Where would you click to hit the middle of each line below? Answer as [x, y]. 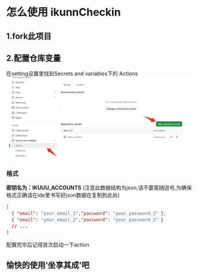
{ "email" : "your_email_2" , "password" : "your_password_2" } [88, 220]
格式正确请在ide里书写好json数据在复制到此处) [63, 195]
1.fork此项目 [29, 36]
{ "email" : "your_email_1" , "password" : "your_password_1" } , [89, 214]
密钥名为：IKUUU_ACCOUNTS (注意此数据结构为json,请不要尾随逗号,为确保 [99, 188]
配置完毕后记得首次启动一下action [48, 245]
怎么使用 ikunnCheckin [63, 12]
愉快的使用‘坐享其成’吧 [48, 265]
